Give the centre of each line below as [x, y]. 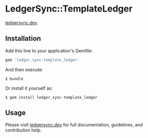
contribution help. [23, 130]
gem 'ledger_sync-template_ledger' [42, 60]
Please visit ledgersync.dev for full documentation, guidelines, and [74, 125]
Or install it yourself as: [29, 88]
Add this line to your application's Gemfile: [49, 50]
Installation [23, 39]
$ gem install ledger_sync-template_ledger [51, 97]
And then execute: [24, 70]
